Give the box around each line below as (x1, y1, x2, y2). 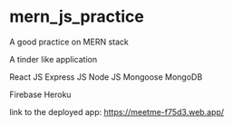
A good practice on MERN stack (9, 36, 129, 47)
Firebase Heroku (9, 89, 72, 100)
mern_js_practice (9, 6, 145, 27)
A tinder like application (9, 53, 98, 64)
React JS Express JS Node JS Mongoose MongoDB (9, 71, 203, 82)
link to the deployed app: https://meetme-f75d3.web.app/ (9, 106, 225, 117)
